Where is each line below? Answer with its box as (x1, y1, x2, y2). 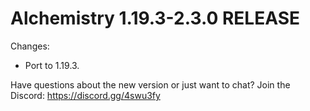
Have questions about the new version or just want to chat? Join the (10, 78, 291, 91)
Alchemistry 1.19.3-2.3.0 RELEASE (10, 7, 301, 30)
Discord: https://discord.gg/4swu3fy (10, 89, 161, 101)
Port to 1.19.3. (24, 59, 80, 71)
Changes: (10, 40, 50, 52)
